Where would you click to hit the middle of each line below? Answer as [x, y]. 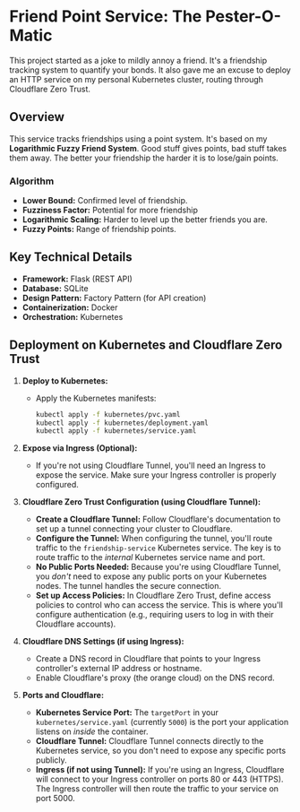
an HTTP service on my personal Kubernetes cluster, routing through [137, 79]
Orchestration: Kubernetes [73, 316]
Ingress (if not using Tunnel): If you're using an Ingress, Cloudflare [160, 770]
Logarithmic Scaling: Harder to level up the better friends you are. [145, 220]
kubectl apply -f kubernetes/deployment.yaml [122, 423]
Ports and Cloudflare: [63, 695]
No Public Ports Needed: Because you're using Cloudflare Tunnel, [158, 567]
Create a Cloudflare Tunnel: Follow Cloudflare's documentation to [158, 519]
